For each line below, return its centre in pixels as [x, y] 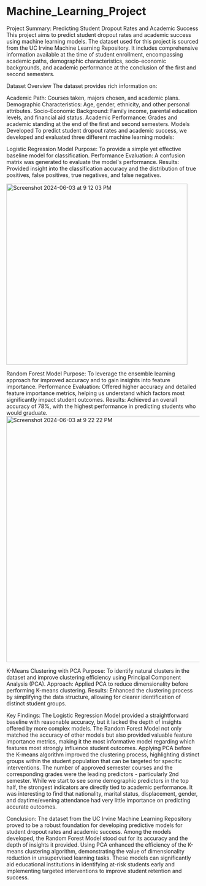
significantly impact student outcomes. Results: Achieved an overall [92, 399]
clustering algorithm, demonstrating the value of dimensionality [105, 851]
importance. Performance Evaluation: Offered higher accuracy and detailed [101, 386]
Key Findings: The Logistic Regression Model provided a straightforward [97, 715]
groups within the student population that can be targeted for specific [94, 761]
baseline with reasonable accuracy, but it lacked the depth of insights [94, 722]
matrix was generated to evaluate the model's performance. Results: [93, 162]
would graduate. [27, 412]
